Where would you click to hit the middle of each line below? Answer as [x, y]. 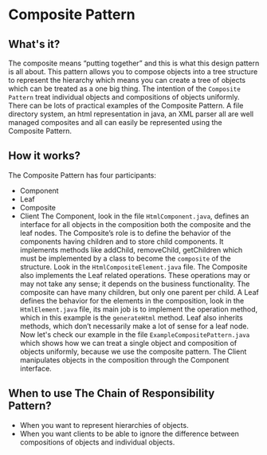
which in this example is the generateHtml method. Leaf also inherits [131, 317]
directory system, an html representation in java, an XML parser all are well [131, 114]
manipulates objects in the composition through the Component [124, 359]
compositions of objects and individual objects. [97, 442]
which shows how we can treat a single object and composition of [128, 343]
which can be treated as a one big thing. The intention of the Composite [124, 88]
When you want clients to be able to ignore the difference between [129, 433]
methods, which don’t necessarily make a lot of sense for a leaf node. [134, 326]
